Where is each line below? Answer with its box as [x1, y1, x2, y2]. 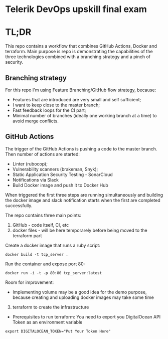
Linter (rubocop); [12, 160, 48, 166]
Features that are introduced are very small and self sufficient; [12, 96, 141, 102]
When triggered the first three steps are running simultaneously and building [5, 192, 163, 198]
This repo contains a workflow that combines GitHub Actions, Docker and [5, 43, 157, 49]
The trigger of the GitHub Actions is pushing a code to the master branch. [5, 145, 157, 151]
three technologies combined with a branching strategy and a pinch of [5, 54, 150, 60]
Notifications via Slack [12, 177, 59, 183]
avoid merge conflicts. [12, 118, 59, 124]
